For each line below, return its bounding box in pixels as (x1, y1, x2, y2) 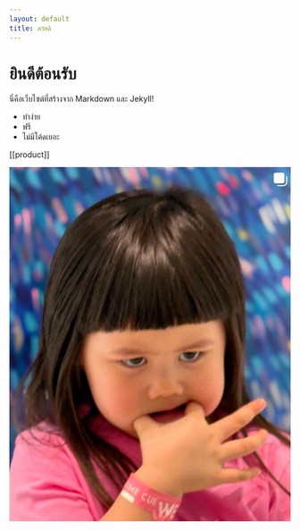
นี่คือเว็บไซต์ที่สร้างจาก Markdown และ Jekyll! (9, 94, 154, 105)
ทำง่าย (21, 112, 41, 122)
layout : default (9, 14, 70, 23)
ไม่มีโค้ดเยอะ (21, 131, 60, 142)
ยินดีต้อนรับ (9, 63, 77, 84)
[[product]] (9, 149, 50, 160)
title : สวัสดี (9, 23, 52, 33)
